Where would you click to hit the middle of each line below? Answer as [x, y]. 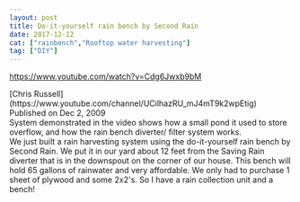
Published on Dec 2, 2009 [57, 113]
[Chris [21, 94]
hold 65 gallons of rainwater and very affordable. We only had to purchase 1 [150, 171]
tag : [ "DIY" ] [34, 51]
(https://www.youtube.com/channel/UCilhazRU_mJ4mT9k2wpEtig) [133, 103]
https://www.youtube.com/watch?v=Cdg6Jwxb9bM [106, 76]
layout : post [34, 18]
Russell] [49, 94]
